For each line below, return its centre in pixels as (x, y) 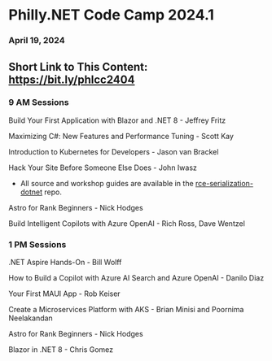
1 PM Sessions (37, 244)
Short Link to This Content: (78, 67)
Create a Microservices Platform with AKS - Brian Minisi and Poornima (126, 310)
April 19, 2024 (37, 41)
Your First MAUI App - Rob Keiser (64, 294)
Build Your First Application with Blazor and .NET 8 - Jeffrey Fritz (117, 120)
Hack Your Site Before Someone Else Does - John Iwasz (103, 167)
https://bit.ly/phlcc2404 (72, 79)
